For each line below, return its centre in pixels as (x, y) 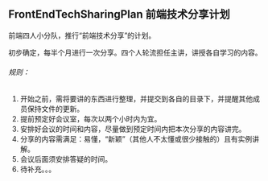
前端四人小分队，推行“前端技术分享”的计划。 (82, 35)
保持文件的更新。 (56, 109)
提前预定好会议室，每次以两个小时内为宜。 (91, 119)
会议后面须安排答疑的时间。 (66, 159)
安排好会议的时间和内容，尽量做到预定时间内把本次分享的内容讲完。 (133, 129)
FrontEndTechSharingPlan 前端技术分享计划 (120, 14)
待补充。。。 (38, 169)
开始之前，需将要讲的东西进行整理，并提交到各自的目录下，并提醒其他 (136, 99)
